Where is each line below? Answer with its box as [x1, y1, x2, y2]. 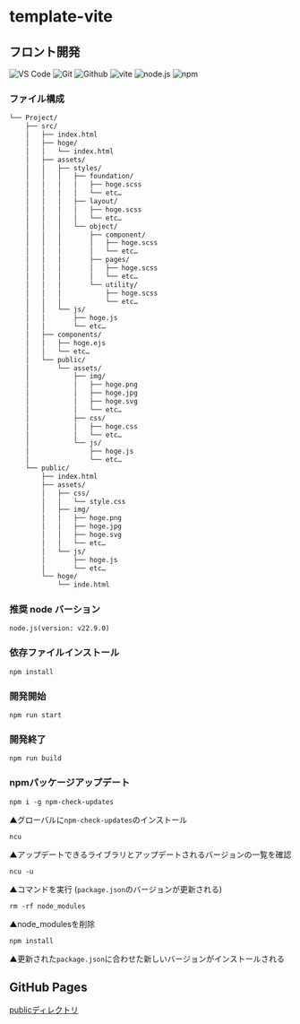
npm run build [9, 754, 63, 763]
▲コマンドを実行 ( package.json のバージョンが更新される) [9, 883, 222, 894]
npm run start [9, 711, 63, 720]
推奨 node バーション [9, 603, 101, 616]
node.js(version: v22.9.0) [9, 624, 110, 633]
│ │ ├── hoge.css [25, 421, 139, 431]
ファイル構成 [9, 92, 65, 105]
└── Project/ [9, 114, 58, 123]
